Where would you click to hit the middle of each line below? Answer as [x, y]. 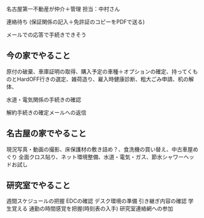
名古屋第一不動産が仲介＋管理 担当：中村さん [63, 9]
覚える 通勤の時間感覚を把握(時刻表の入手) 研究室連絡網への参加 [92, 209]
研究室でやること [38, 186]
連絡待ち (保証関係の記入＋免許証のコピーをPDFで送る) [76, 22]
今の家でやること [38, 56]
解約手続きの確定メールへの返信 [46, 112]
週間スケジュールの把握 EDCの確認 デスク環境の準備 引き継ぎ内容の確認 [97, 201]
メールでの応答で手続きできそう [46, 35]
